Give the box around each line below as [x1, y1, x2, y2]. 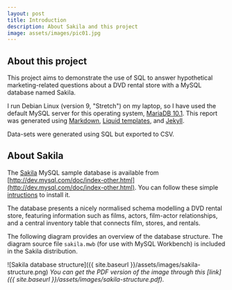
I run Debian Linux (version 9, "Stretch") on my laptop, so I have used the [7, 102, 217, 110]
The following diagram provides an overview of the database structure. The [7, 232, 224, 240]
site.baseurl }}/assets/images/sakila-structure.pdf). [16, 275, 165, 283]
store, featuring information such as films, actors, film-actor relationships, [7, 211, 218, 219]
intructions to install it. [7, 190, 71, 198]
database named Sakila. [7, 88, 76, 97]
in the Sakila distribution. [7, 247, 78, 255]
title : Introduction [7, 17, 67, 24]
